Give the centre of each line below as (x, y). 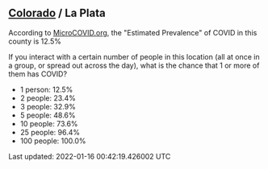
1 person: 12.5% (46, 89)
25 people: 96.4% (50, 132)
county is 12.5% (35, 41)
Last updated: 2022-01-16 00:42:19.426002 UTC (90, 156)
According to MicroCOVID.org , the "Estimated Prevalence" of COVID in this (133, 32)
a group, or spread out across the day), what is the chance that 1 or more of (134, 65)
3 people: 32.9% (48, 106)
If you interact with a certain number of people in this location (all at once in (134, 56)
